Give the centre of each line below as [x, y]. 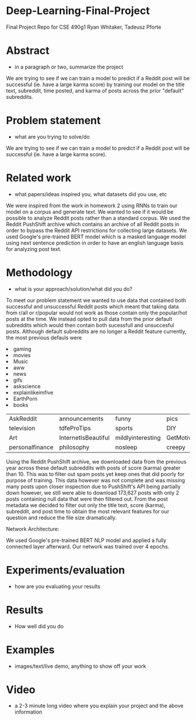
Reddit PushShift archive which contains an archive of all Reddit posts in [93, 224]
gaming [22, 349]
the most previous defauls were [44, 337]
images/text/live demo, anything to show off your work [80, 666]
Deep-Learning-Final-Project [78, 11]
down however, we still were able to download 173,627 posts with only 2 [93, 492]
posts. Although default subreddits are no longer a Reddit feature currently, [96, 331]
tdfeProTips [75, 428]
